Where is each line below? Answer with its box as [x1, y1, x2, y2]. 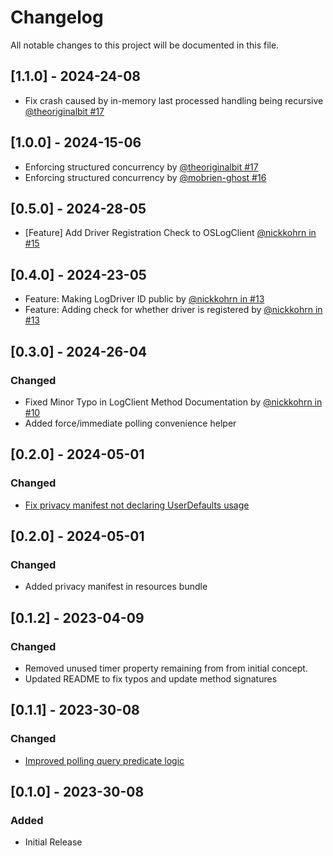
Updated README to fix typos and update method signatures [24, 672, 278, 685]
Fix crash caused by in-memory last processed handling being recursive [24, 94, 324, 106]
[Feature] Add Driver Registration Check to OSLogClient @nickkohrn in [24, 227, 317, 239]
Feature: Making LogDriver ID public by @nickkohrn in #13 [24, 293, 265, 305]
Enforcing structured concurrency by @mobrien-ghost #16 [24, 171, 267, 183]
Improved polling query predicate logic [24, 754, 185, 766]
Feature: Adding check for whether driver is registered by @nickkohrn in [24, 304, 323, 316]
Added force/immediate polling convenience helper [24, 417, 237, 429]
